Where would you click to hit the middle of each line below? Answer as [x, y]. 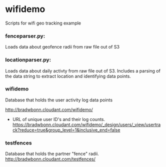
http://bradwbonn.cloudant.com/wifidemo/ [49, 109]
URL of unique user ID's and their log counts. [59, 119]
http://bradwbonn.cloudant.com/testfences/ [50, 159]
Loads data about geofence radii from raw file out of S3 [62, 47]
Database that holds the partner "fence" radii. [52, 154]
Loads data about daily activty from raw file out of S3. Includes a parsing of [83, 70]
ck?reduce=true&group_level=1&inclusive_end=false [66, 130]
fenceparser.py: [25, 36]
